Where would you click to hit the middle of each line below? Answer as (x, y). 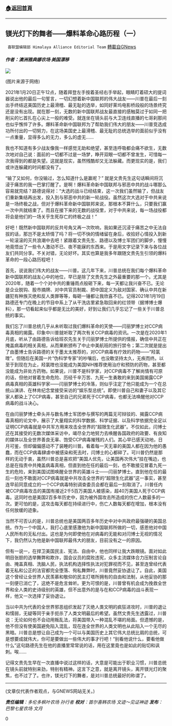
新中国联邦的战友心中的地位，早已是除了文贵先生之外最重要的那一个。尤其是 (86, 277)
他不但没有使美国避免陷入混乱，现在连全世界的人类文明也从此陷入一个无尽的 (86, 626)
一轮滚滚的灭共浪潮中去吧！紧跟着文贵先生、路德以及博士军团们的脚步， (81, 240)
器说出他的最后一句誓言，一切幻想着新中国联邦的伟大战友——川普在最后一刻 (86, 99)
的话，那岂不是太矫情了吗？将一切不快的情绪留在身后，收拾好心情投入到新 (88, 234)
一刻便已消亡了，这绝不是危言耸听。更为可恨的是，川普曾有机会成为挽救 (81, 583)
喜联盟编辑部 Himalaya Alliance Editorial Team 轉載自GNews (72, 47)
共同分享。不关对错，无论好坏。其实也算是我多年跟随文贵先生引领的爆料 (90, 253)
